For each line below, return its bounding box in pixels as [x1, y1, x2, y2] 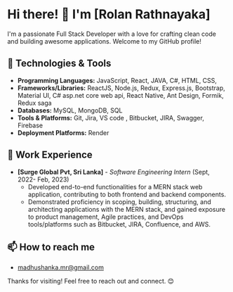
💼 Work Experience [7, 149, 93, 161]
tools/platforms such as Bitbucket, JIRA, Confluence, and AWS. [27, 220, 211, 228]
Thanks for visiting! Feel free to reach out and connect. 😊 [7, 277, 174, 286]
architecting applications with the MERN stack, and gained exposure [27, 205, 226, 213]
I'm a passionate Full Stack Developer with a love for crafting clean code [7, 30, 216, 38]
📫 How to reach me [7, 241, 95, 253]
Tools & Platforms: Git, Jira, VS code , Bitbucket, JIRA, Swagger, [17, 113, 205, 122]
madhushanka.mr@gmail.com [17, 263, 104, 272]
